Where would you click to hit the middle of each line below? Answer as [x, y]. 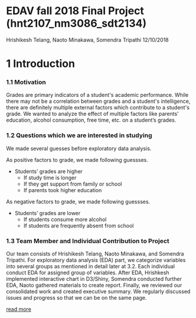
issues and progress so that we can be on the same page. [76, 298]
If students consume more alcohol [65, 219]
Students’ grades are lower [48, 213]
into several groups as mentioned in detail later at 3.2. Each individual [91, 267]
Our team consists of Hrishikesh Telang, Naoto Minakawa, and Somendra [95, 254]
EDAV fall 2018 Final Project [75, 11]
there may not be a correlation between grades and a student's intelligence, [98, 101]
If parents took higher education [63, 190]
